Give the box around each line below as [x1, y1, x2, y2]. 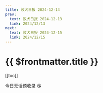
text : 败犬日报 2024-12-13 [9, 16, 62, 21]
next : [5, 26, 16, 31]
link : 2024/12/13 [9, 21, 46, 26]
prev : [5, 12, 16, 17]
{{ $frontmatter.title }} [5, 56, 99, 67]
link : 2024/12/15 [9, 35, 46, 40]
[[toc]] [5, 72, 18, 78]
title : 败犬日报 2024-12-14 [5, 7, 60, 12]
